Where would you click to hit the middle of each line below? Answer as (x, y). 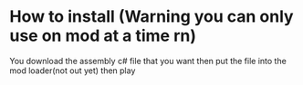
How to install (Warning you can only (151, 17)
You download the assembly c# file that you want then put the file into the (148, 61)
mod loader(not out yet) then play (73, 71)
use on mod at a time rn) (103, 36)
